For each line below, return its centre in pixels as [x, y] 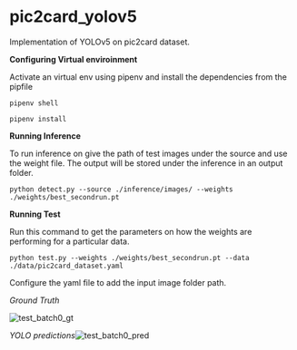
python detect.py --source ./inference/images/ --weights [121, 189]
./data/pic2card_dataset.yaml [67, 266]
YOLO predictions [42, 335]
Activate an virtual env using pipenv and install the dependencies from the [148, 77]
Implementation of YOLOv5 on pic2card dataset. [100, 42]
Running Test [35, 214]
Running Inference [45, 136]
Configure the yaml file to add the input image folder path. [118, 282]
